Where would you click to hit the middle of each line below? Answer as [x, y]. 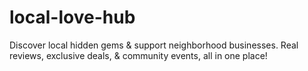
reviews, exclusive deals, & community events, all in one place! [138, 55]
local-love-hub [72, 17]
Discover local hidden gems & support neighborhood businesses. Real [154, 45]
